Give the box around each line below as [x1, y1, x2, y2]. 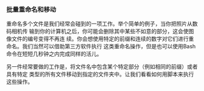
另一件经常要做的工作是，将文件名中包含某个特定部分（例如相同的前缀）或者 [6, 63, 198, 71]
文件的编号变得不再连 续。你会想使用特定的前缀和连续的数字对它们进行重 [11, 35, 194, 43]
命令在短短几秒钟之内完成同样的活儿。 [6, 50, 102, 58]
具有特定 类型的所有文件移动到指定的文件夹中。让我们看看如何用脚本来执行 [6, 71, 194, 78]
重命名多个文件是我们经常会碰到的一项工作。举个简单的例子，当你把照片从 [6, 20, 192, 28]
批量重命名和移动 [6, 5, 56, 13]
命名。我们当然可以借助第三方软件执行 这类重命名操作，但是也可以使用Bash [6, 43, 196, 50]
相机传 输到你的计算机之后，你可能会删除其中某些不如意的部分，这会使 [11, 28, 189, 35]
